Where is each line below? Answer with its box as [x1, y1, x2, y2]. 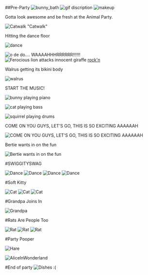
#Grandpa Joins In [5, 199, 42, 204]
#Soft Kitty [5, 180, 27, 185]
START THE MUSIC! [5, 85, 45, 91]
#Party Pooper [5, 236, 34, 242]
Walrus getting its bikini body [5, 66, 63, 72]
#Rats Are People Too [5, 217, 49, 223]
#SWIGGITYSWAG [5, 161, 42, 166]
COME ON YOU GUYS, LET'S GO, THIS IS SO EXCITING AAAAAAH [5, 123, 138, 128]
